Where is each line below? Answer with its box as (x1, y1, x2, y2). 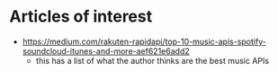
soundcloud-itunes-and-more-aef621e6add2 (22, 45, 191, 56)
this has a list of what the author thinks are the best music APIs (35, 55, 270, 66)
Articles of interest (9, 6, 153, 27)
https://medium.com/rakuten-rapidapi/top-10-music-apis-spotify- (22, 36, 267, 47)
